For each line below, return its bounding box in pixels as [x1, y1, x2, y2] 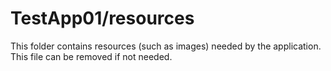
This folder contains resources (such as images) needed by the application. [10, 40, 322, 52]
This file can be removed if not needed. [10, 50, 173, 62]
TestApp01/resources [10, 7, 195, 30]
